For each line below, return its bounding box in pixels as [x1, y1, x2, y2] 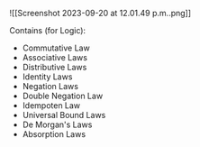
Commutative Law [22, 42, 90, 53]
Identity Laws [22, 71, 73, 82]
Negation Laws [22, 81, 79, 91]
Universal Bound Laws [22, 110, 106, 120]
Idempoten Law [22, 100, 81, 111]
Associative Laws [22, 52, 88, 62]
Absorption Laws [22, 129, 86, 139]
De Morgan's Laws [22, 119, 93, 130]
